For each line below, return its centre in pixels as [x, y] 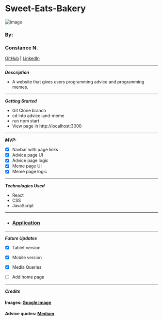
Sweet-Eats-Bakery [45, 9]
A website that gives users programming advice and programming [78, 82]
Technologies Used [25, 186]
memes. [20, 87]
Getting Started [21, 101]
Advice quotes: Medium [30, 314]
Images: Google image [28, 302]
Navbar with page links [35, 150]
